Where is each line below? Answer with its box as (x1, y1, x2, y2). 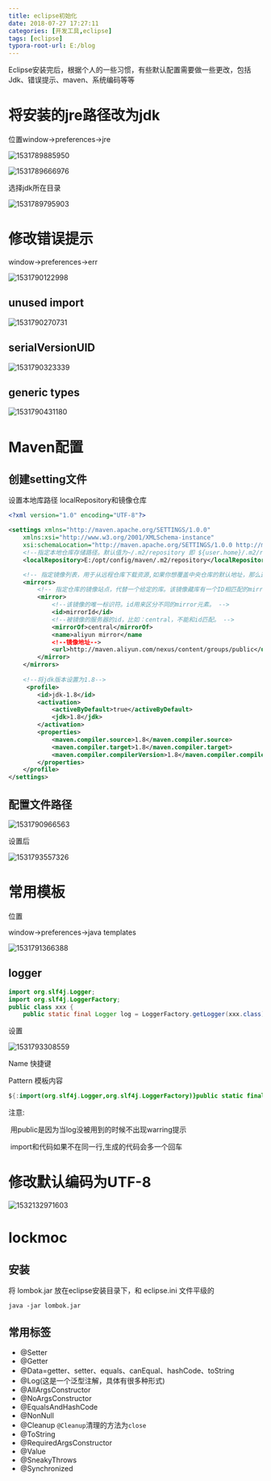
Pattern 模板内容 (8, 1076, 63, 1086)
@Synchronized (19, 1463, 74, 1473)
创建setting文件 (8, 473, 87, 487)
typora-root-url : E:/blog (8, 42, 95, 50)
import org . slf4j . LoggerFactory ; (8, 995, 121, 1003)
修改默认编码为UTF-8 (8, 1174, 152, 1191)
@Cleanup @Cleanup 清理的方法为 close (19, 1420, 147, 1429)
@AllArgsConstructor (19, 1385, 91, 1395)
